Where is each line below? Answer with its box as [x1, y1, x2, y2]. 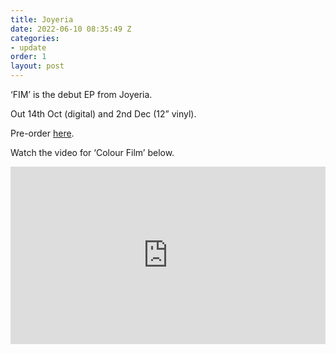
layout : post [10, 61, 65, 71]
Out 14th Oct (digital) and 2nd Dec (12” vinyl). [10, 108, 197, 120]
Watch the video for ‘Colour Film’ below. [10, 147, 175, 158]
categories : [10, 33, 60, 43]
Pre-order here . [10, 127, 75, 139]
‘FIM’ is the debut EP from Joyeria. [10, 89, 153, 100]
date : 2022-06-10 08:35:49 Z [10, 24, 132, 34]
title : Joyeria [10, 14, 74, 25]
